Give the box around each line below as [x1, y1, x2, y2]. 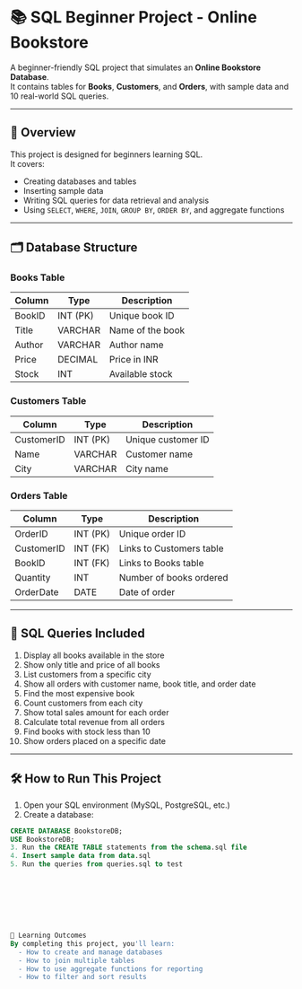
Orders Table [10, 489, 68, 502]
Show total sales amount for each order [22, 706, 169, 718]
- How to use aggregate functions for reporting [18, 964, 203, 974]
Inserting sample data [22, 185, 104, 196]
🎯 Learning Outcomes [10, 931, 88, 941]
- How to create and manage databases [18, 948, 164, 957]
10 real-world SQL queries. [10, 91, 109, 101]
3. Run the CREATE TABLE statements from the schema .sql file [10, 843, 247, 853]
